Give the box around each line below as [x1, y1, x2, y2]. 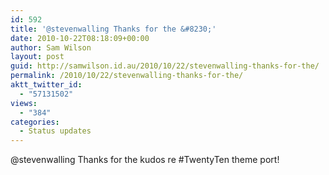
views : [10, 98, 38, 108]
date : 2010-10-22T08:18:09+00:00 [10, 33, 150, 43]
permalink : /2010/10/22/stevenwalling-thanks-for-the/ [10, 71, 244, 81]
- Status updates [19, 126, 92, 136]
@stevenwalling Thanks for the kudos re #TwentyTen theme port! [10, 154, 280, 166]
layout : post [10, 52, 65, 62]
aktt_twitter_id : [10, 80, 83, 90]
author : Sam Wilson [10, 42, 92, 53]
